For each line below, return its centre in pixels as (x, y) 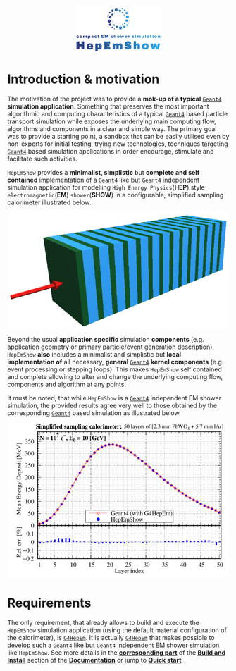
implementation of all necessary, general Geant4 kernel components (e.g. (116, 362)
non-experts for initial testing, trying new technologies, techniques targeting (118, 144)
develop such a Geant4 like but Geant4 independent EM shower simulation (113, 645)
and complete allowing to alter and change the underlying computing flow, (115, 377)
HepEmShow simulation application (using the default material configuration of (117, 630)
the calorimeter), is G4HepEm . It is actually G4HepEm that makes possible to (111, 637)
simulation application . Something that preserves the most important (108, 106)
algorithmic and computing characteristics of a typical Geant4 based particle (118, 113)
